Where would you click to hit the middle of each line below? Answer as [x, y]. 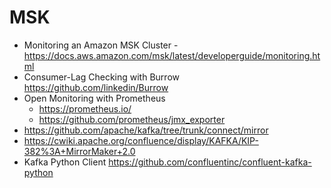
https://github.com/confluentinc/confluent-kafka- [210, 162]
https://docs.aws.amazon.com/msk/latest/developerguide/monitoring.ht [172, 55]
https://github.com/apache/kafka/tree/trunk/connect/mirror [146, 130]
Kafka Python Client [65, 162]
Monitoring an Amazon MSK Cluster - [101, 45]
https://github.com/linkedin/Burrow [96, 87]
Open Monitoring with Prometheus [94, 98]
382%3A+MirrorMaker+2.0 [79, 151]
